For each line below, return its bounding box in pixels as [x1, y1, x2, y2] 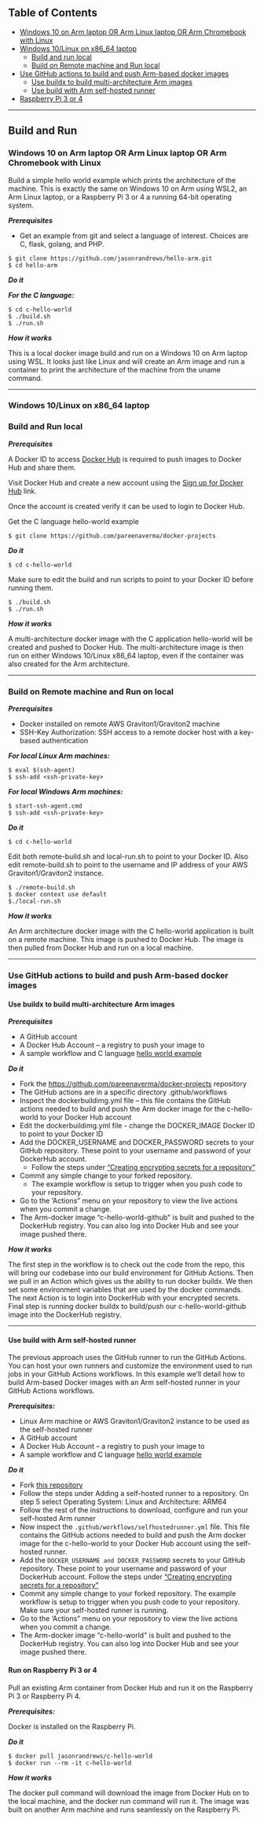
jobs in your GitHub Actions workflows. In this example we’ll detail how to [8, 1369, 245, 1379]
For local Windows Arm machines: [8, 787, 123, 797]
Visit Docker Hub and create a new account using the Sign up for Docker [8, 478, 244, 487]
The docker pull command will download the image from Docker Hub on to [8, 1787, 250, 1798]
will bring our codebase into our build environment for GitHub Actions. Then [8, 1268, 254, 1278]
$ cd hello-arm [8, 261, 58, 269]
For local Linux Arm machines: [8, 751, 110, 761]
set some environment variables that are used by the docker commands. [8, 1285, 243, 1295]
